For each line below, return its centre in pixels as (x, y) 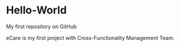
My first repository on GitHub (41, 26)
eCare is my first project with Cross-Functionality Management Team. (90, 38)
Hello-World (36, 10)
